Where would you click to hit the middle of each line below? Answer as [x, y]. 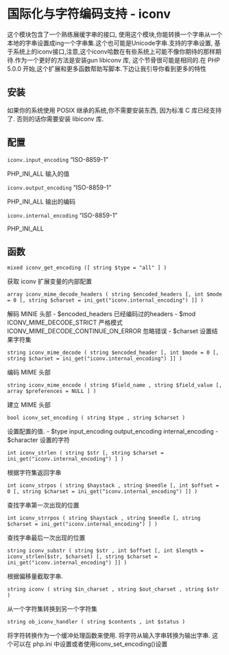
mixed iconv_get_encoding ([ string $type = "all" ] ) [87, 268]
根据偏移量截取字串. [35, 576]
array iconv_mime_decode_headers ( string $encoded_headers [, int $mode [115, 295]
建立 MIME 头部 [29, 405]
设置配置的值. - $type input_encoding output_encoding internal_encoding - [113, 431]
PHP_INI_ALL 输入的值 [38, 174]
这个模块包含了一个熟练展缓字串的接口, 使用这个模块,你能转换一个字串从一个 [115, 34]
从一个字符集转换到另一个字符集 [52, 609]
